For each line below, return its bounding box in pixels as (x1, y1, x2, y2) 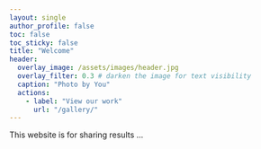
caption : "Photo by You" (17, 80, 111, 89)
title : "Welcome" (9, 47, 75, 56)
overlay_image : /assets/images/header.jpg (17, 64, 179, 73)
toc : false (9, 30, 50, 39)
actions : (17, 88, 50, 97)
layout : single (9, 13, 67, 22)
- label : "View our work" (25, 96, 123, 106)
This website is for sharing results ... (9, 129, 144, 140)
